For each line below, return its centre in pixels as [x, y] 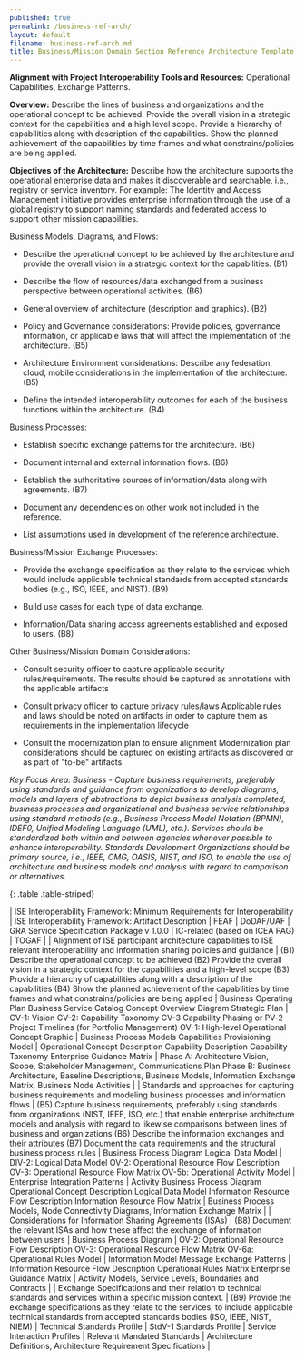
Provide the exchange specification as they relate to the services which [156, 570]
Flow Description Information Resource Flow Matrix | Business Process [142, 1201]
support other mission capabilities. [74, 219]
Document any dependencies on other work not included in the [141, 507]
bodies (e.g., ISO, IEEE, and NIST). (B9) [95, 589]
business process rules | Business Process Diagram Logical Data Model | [146, 1153]
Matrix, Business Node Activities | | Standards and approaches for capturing [152, 1086]
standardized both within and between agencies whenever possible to [141, 838]
